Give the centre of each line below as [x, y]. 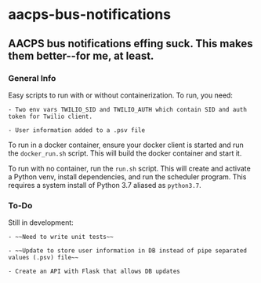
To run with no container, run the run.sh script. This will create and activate [129, 168]
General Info [32, 78]
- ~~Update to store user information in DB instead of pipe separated [127, 251]
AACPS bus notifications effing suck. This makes [130, 44]
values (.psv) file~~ [43, 258]
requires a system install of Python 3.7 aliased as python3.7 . [105, 185]
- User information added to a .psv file [77, 130]
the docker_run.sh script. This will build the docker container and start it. [125, 153]
